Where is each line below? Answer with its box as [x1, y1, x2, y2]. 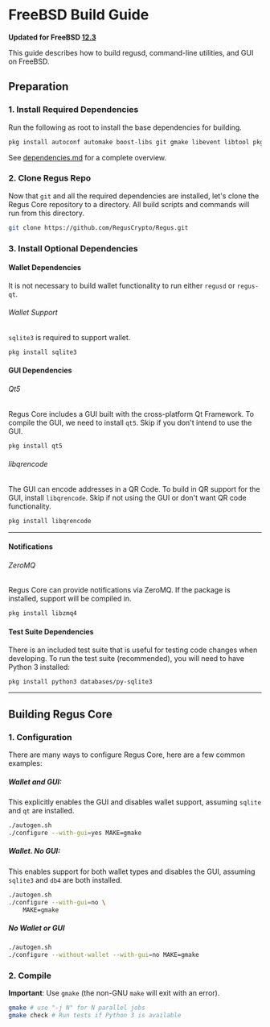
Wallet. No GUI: [8, 846, 61, 856]
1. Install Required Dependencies [8, 104, 139, 115]
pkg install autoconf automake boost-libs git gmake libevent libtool [8, 138, 250, 146]
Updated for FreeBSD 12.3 [8, 32, 96, 42]
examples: [8, 759, 43, 768]
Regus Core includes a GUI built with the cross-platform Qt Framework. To [8, 409, 255, 418]
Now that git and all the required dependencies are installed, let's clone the [8, 191, 260, 201]
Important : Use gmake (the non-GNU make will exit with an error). [8, 988, 220, 998]
